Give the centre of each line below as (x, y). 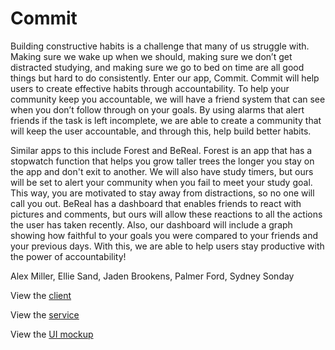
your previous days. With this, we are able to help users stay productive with (167, 246)
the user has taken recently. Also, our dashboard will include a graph (151, 224)
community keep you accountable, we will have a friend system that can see (168, 99)
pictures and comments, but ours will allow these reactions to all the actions (166, 214)
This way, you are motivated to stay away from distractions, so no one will (162, 193)
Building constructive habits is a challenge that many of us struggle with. (160, 46)
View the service (45, 314)
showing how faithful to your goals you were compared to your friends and (164, 235)
